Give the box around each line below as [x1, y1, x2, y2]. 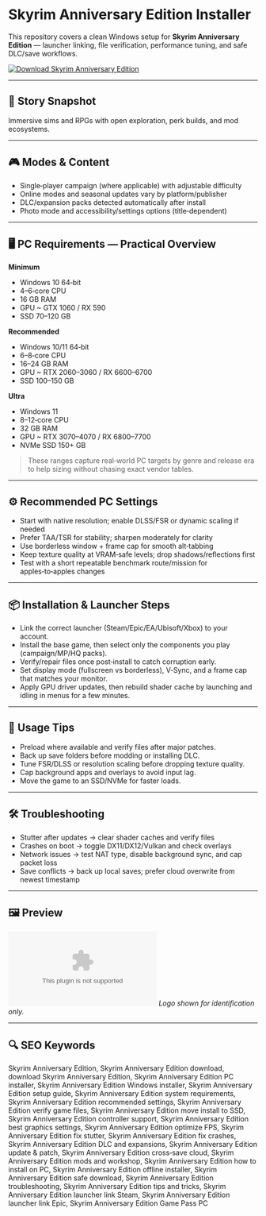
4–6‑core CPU [19, 286, 66, 295]
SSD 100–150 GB [19, 376, 74, 386]
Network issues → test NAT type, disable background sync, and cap [19, 849, 243, 859]
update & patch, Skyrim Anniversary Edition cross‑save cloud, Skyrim [8, 1148, 234, 1157]
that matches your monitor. [19, 674, 108, 683]
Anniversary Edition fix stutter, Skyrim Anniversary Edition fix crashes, [8, 1131, 237, 1141]
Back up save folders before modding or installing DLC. [19, 751, 200, 760]
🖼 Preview [8, 906, 63, 920]
